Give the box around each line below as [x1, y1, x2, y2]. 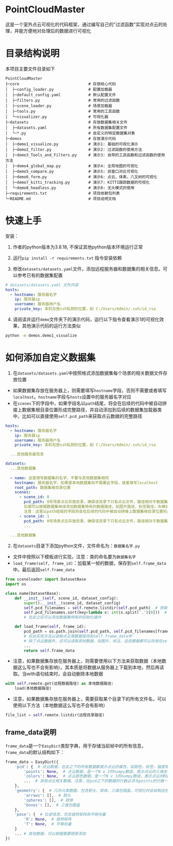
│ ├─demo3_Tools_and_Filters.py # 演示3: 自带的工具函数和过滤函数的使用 [5, 152, 165, 157]
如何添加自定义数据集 [5, 352, 96, 364]
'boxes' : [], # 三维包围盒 [24, 802, 80, 807]
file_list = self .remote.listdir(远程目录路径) [5, 713, 105, 718]
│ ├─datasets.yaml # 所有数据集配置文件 [5, 125, 128, 130]
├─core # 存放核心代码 [5, 81, 116, 86]
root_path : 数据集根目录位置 [14, 485, 71, 490]
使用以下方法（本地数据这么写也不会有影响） [12, 702, 108, 709]
